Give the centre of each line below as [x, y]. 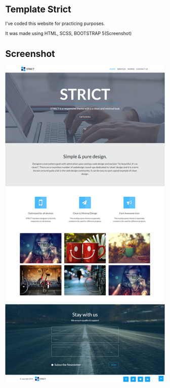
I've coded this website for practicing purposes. [55, 23]
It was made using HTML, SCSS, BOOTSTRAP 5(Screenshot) [69, 33]
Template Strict [38, 9]
